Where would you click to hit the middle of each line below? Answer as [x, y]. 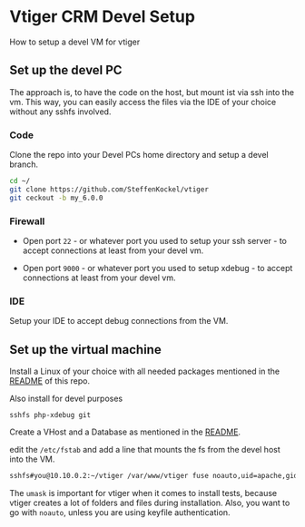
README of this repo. [50, 381]
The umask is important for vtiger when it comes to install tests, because [143, 493]
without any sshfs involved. [60, 112]
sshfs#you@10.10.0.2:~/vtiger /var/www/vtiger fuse [109, 476]
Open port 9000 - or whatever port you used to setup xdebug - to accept [157, 268]
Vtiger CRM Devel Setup [102, 17]
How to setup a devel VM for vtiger [75, 42]
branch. [24, 164]
